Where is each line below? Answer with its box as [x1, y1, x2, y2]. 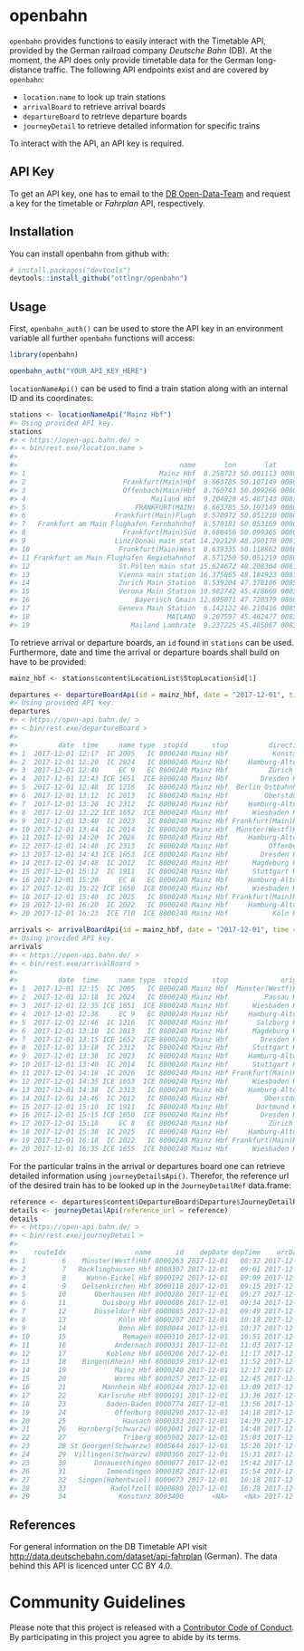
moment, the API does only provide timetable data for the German [9, 54, 255, 65]
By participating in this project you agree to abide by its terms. [9, 1632, 242, 1642]
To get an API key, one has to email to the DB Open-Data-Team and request [9, 187, 291, 199]
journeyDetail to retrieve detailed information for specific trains [22, 120, 261, 131]
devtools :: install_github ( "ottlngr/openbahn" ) [9, 274, 188, 283]
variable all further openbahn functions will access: [9, 332, 195, 344]
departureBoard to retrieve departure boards [22, 110, 187, 121]
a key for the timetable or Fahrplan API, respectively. [9, 197, 205, 208]
